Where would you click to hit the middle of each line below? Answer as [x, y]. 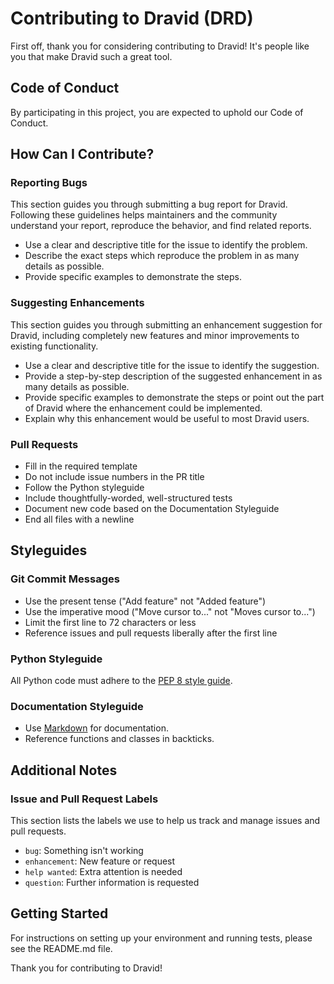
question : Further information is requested [112, 882]
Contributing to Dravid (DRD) [132, 18]
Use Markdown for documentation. [96, 728]
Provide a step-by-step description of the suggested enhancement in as [173, 376]
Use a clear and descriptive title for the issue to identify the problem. [166, 245]
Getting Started [59, 913]
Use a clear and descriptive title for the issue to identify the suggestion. [172, 365]
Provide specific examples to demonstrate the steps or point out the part [174, 397]
